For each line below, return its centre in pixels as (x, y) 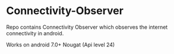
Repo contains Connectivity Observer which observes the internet (87, 27)
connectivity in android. (35, 33)
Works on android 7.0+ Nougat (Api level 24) (61, 45)
